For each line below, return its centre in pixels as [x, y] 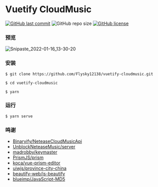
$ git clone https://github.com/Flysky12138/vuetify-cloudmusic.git [79, 74]
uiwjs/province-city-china [40, 168]
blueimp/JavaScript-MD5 [39, 179]
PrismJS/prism [28, 158]
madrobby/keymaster [35, 152]
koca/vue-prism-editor [37, 163]
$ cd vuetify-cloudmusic [31, 83]
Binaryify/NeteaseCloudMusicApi [47, 141]
